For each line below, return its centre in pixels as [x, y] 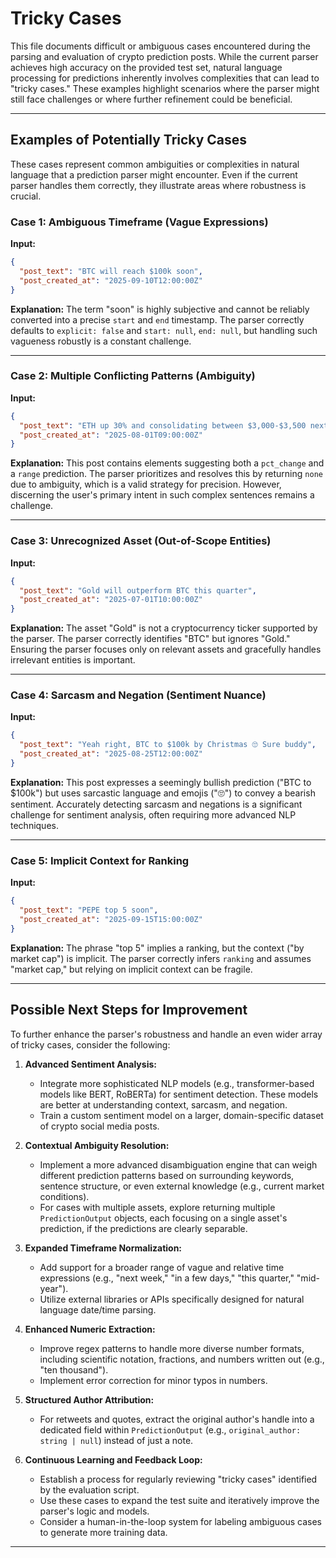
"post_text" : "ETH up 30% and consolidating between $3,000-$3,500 [163, 425]
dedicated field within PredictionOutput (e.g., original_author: [170, 1429]
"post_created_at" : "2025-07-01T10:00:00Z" [111, 600]
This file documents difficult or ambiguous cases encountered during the [160, 46]
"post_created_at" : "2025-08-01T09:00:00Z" [111, 435]
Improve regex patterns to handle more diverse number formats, [172, 1348]
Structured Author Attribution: [89, 1399]
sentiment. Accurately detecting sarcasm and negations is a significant [156, 804]
